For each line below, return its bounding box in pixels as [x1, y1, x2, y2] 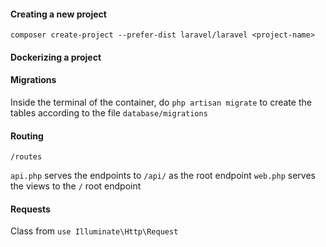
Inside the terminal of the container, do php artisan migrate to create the [10, 96, 312, 108]
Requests [10, 203, 51, 215]
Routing [10, 130, 44, 142]
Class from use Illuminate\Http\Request [10, 225, 179, 237]
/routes [10, 152, 43, 162]
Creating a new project [10, 8, 107, 20]
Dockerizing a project [10, 51, 102, 63]
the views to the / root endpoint [10, 180, 142, 192]
